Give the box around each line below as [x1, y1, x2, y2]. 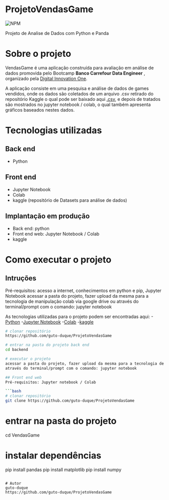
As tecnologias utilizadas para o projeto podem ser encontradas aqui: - [5, 313, 153, 319]
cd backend [5, 347, 28, 352]
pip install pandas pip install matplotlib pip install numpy [5, 467, 121, 473]
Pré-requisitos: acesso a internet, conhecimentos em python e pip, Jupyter [5, 288, 162, 294]
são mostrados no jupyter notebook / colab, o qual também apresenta [5, 101, 151, 108]
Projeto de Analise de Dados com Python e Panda [5, 30, 109, 36]
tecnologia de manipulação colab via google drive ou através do [5, 298, 139, 304]
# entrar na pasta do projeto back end [5, 342, 90, 348]
